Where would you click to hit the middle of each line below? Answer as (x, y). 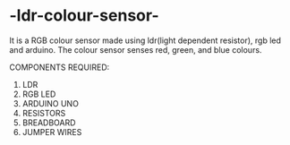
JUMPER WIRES (52, 132)
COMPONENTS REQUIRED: (60, 67)
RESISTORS (44, 113)
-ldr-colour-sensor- (84, 16)
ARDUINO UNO (50, 103)
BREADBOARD (49, 123)
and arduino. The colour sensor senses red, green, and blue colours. (136, 49)
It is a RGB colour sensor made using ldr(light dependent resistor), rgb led (145, 40)
